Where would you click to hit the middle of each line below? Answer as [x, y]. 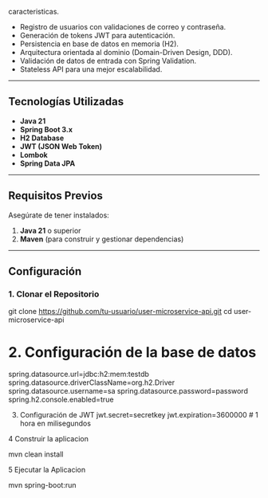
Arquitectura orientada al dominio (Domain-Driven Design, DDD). [126, 52]
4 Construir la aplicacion [49, 439]
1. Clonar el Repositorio [54, 294]
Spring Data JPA [47, 163]
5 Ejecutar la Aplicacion [47, 470]
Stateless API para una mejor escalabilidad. [91, 69]
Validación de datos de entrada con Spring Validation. [108, 61]
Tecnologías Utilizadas [66, 102]
